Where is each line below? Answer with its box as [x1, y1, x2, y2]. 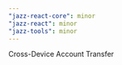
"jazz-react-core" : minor [8, 11, 95, 20]
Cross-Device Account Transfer [8, 50, 115, 59]
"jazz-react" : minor [8, 19, 78, 28]
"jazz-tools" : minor [8, 27, 78, 35]
